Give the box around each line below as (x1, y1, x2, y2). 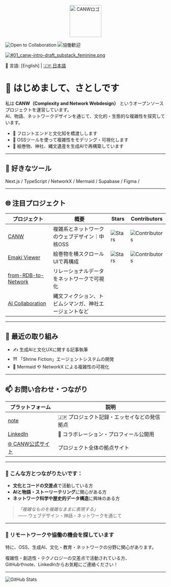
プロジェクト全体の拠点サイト (58, 444, 130, 452)
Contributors (130, 215, 163, 222)
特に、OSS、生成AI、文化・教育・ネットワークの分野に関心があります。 (5, 544, 157, 550)
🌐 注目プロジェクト (5, 199, 66, 208)
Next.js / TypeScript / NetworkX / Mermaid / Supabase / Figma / (5, 178, 140, 184)
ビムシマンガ (53, 300, 84, 307)
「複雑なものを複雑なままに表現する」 (17, 506, 98, 512)
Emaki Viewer (8, 253, 41, 261)
